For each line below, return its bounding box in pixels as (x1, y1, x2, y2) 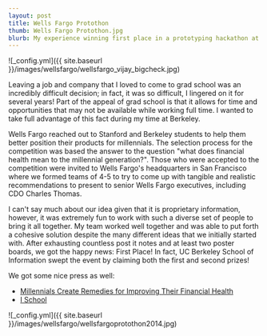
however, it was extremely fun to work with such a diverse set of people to (8, 213, 253, 222)
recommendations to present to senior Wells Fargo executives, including (8, 181, 246, 190)
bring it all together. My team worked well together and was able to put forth (8, 222, 259, 231)
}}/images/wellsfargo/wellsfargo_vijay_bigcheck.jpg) (8, 65, 181, 74)
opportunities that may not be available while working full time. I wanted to (8, 106, 253, 115)
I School (19, 295, 47, 305)
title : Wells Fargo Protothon (8, 19, 110, 27)
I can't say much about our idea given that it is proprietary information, (8, 205, 241, 214)
